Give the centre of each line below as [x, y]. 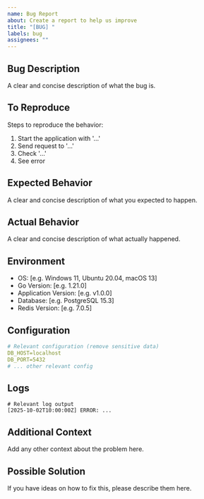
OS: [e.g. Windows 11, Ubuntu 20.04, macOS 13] [87, 278]
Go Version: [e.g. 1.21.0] [52, 285]
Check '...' [32, 153]
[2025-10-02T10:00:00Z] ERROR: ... [60, 411]
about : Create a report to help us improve [72, 20]
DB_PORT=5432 [26, 359]
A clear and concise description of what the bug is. [82, 85]
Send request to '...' [46, 146]
